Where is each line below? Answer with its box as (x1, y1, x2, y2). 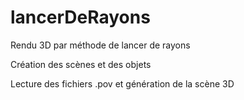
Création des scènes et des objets (10, 58, 152, 70)
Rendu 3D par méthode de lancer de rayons (10, 39, 191, 51)
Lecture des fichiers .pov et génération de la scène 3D (10, 77, 235, 90)
